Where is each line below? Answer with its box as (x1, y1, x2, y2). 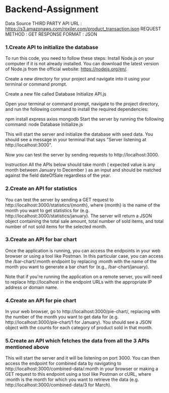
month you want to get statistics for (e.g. (5, 207, 90, 213)
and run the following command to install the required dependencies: (5, 106, 149, 112)
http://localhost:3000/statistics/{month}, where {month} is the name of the (5, 202, 160, 208)
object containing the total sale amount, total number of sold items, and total (5, 218, 164, 224)
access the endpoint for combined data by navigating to (5, 361, 122, 367)
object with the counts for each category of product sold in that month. (5, 325, 153, 331)
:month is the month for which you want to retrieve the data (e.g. (5, 376, 139, 383)
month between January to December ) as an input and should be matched (5, 167, 161, 173)
